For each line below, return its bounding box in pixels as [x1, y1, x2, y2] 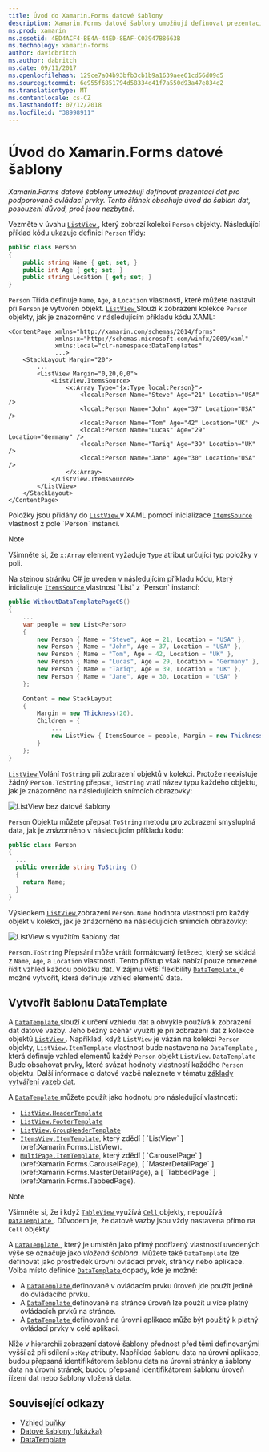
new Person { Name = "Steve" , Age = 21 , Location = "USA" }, [37, 635, 246, 643]
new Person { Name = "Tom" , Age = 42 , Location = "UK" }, [37, 651, 235, 659]
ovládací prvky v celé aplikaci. [19, 1324, 120, 1333]
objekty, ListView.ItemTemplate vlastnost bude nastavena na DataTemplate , [8, 1043, 258, 1052]
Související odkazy [8, 1397, 105, 1410]
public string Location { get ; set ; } [22, 274, 152, 282]
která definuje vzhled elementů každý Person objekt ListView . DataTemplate [8, 1052, 256, 1061]
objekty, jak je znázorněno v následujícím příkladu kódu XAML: [8, 312, 215, 322]
